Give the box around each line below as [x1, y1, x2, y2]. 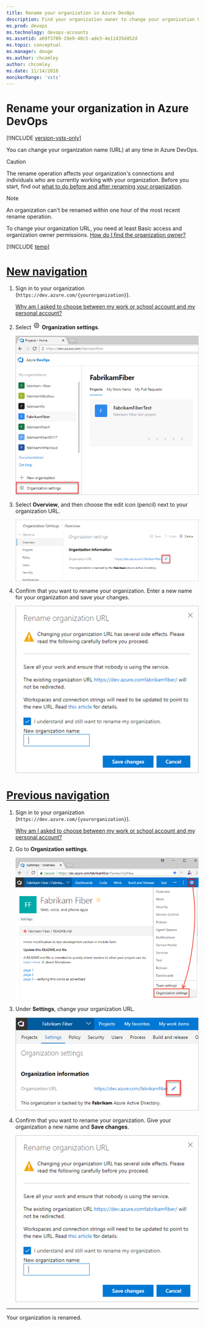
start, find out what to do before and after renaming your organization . [6, 183, 183, 190]
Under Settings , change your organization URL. [15, 1005, 135, 1013]
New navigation [6, 264, 88, 278]
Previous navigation [6, 789, 110, 803]
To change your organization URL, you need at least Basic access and [6, 225, 182, 232]
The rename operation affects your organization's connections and [6, 170, 174, 177]
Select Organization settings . [15, 324, 99, 331]
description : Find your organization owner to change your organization [6, 16, 195, 23]
